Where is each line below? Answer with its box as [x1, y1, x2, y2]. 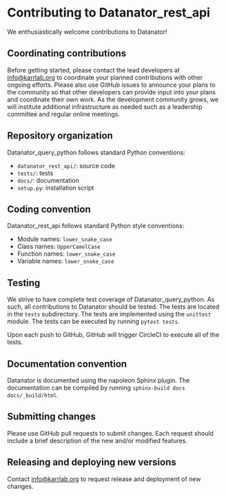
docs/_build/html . [7, 391, 59, 399]
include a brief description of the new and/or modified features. [7, 436, 188, 445]
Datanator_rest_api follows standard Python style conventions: [7, 222, 185, 230]
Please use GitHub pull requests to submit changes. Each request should [7, 429, 214, 437]
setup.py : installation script [17, 183, 94, 192]
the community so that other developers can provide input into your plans [7, 88, 216, 96]
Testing [7, 277, 41, 289]
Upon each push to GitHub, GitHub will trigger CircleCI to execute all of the [7, 331, 220, 339]
